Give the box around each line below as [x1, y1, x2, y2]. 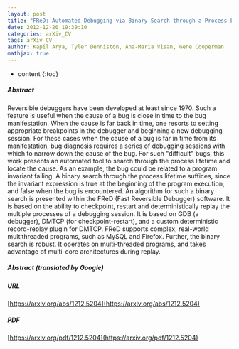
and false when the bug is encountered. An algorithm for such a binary [7, 186, 215, 195]
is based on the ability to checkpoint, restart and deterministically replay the [7, 202, 230, 210]
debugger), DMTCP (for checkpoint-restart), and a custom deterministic [7, 217, 218, 225]
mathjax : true [7, 50, 50, 58]
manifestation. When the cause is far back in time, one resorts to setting [7, 119, 219, 127]
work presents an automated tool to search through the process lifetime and [7, 156, 230, 165]
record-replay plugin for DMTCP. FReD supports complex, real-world [7, 225, 210, 233]
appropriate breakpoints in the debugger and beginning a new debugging [7, 126, 223, 135]
